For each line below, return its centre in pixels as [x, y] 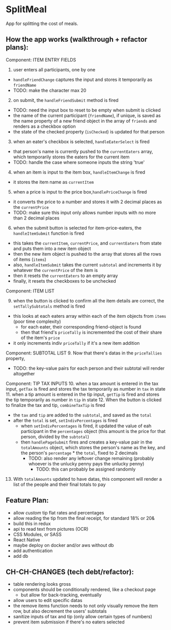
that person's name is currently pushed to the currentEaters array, [83, 151]
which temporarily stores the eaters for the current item [71, 157]
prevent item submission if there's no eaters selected [69, 622]
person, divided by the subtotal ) [55, 436]
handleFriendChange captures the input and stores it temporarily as [83, 79]
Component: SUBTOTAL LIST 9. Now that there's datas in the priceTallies [84, 353]
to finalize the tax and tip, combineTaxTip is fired [56, 405]
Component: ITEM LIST [30, 291]
